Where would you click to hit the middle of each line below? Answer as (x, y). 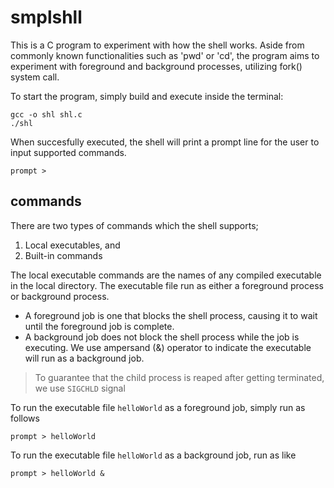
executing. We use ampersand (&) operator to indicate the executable (168, 347)
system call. (35, 77)
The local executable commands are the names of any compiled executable (166, 275)
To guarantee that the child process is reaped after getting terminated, (179, 377)
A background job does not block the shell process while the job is (162, 337)
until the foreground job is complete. (99, 326)
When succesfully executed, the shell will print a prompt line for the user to (165, 142)
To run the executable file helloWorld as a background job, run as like (153, 455)
